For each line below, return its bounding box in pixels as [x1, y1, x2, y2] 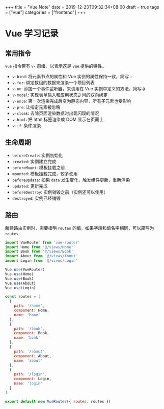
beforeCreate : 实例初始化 [12, 152, 63, 158]
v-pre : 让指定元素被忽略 [12, 104, 60, 110]
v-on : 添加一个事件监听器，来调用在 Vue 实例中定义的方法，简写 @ [12, 86, 145, 91]
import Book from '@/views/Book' [5, 249, 74, 254]
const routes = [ [5, 294, 41, 299]
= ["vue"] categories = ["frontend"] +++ [5, 9, 86, 15]
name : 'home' [14, 312, 41, 317]
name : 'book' [14, 335, 41, 340]
